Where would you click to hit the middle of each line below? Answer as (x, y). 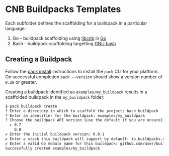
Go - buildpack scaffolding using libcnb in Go (59, 38)
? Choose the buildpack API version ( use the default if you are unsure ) (84, 120)
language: (16, 28)
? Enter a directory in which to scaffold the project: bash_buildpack (82, 111)
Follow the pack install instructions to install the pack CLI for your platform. (82, 71)
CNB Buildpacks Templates (63, 9)
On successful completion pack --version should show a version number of (84, 77)
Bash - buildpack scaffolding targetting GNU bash (64, 43)
